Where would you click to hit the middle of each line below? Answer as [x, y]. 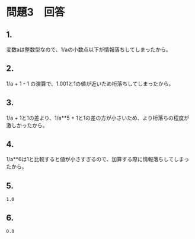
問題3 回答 [36, 12]
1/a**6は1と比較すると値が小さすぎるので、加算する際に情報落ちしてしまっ [98, 159]
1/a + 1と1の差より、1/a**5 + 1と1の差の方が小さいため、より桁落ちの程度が [98, 118]
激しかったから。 [27, 125]
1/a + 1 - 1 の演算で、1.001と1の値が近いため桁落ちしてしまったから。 [90, 83]
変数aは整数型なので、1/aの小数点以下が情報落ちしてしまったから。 [89, 49]
